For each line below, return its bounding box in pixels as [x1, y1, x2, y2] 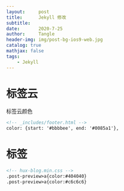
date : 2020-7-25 [6, 25, 63, 32]
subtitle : [6, 20, 31, 26]
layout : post [6, 8, 50, 15]
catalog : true [6, 43, 42, 49]
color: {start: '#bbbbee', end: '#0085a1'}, [6, 126, 119, 132]
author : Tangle [6, 31, 55, 37]
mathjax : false [6, 48, 44, 54]
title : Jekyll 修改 [6, 14, 66, 20]
